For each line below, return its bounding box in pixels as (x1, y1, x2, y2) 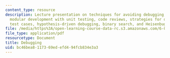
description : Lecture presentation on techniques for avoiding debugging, (5, 12, 166, 17)
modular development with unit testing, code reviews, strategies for (10, 17, 162, 22)
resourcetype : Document (5, 36, 56, 41)
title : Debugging (5, 40, 42, 45)
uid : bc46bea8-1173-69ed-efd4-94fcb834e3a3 (5, 45, 99, 50)
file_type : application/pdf (5, 31, 65, 36)
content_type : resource (5, 7, 56, 13)
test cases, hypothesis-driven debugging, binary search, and (10, 21, 144, 27)
